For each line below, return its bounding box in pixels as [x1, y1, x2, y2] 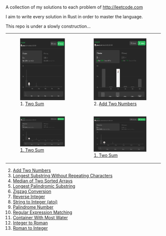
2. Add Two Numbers [94, 101, 137, 107]
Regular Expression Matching [12, 209, 73, 215]
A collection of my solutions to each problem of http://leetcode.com [5, 4, 143, 10]
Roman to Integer [12, 225, 48, 231]
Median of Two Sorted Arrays [12, 178, 73, 184]
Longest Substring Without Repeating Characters [12, 173, 113, 179]
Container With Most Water [12, 215, 68, 221]
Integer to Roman [12, 220, 48, 226]
